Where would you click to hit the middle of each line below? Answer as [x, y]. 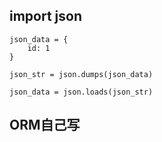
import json [46, 16]
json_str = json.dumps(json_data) [81, 74]
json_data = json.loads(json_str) [81, 92]
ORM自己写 [45, 125]
